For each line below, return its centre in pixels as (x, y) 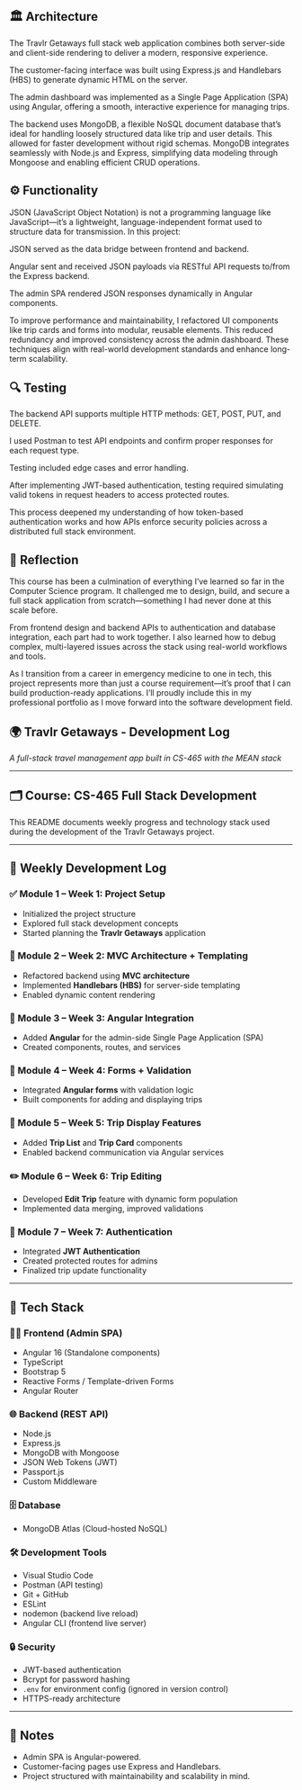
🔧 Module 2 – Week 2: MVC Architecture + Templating (129, 956)
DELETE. (26, 424)
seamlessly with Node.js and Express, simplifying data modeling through (144, 152)
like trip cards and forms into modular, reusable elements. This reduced (142, 329)
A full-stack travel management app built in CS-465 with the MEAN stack (146, 758)
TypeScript (43, 1363)
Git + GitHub (45, 1594)
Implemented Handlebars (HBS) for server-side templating (131, 985)
